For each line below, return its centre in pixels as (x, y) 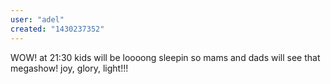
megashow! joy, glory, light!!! (69, 68)
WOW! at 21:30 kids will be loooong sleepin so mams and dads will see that (165, 57)
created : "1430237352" (57, 29)
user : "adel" (37, 19)
